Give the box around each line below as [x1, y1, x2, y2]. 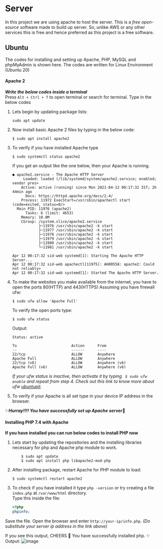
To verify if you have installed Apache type [12, 144, 99, 150]
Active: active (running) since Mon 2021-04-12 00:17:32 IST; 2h [21, 185, 157, 190]
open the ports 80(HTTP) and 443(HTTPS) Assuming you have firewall [12, 284, 155, 290]
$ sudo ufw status [12, 317, 50, 322]
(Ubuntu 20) [5, 67, 30, 73]
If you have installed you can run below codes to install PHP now [5, 430, 138, 436]
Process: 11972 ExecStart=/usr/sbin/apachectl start [21, 198, 131, 203]
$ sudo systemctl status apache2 [12, 154, 81, 159]
